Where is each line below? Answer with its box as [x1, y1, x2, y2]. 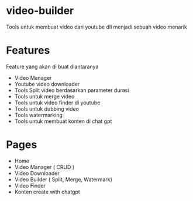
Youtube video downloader [14, 80, 80, 87]
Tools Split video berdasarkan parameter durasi [14, 86, 129, 94]
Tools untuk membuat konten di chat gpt [14, 118, 112, 125]
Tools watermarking [14, 111, 63, 118]
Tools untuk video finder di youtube [14, 99, 101, 106]
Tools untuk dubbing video [14, 105, 79, 112]
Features [6, 44, 50, 57]
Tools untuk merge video [14, 93, 75, 100]
